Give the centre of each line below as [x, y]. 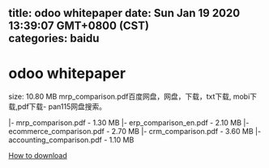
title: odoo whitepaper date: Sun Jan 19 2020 [124, 13]
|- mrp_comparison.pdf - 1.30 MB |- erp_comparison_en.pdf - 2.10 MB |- [129, 123]
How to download [38, 156]
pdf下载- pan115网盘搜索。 [62, 107]
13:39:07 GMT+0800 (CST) [79, 26]
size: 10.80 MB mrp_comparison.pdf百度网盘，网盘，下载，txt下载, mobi [129, 97]
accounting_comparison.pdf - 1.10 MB [71, 140]
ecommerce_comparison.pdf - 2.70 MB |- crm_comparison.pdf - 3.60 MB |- [135, 132]
